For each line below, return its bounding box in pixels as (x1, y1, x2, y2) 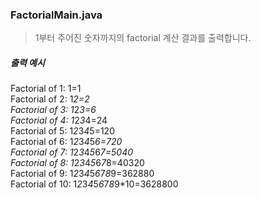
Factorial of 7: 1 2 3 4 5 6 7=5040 (10, 146, 134, 158)
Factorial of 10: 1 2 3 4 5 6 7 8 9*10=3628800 (10, 178, 179, 190)
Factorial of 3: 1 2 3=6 (10, 104, 97, 116)
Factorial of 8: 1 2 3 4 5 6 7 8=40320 (10, 157, 145, 169)
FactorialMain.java (10, 8, 103, 22)
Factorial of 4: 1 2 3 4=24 (10, 114, 108, 127)
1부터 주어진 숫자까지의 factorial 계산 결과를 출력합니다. (34, 32, 252, 44)
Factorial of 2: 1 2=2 (10, 93, 90, 105)
